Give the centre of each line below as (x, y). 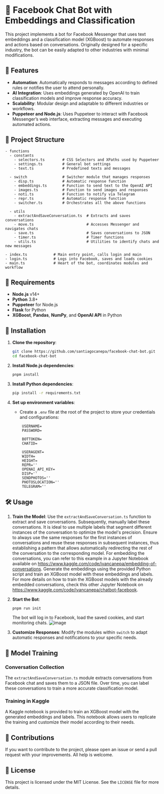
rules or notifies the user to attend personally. (58, 88)
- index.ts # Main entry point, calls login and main (73, 254)
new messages (18, 246)
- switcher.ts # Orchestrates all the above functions (80, 203)
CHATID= (30, 443)
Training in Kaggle (27, 701)
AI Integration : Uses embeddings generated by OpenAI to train (76, 93)
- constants (22, 155)
